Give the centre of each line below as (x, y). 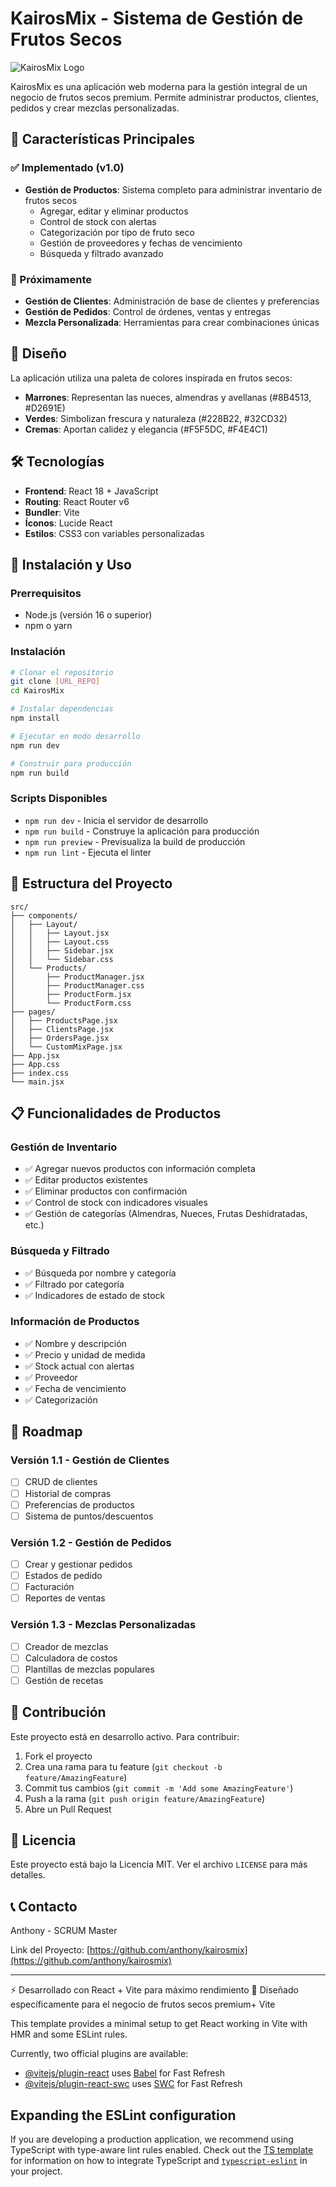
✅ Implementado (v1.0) (67, 168)
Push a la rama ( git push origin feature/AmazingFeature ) (145, 1798)
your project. (36, 2171)
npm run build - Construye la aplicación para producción (142, 831)
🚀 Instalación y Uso (71, 564)
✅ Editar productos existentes (86, 1180)
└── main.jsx (37, 1082)
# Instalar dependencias (62, 709)
